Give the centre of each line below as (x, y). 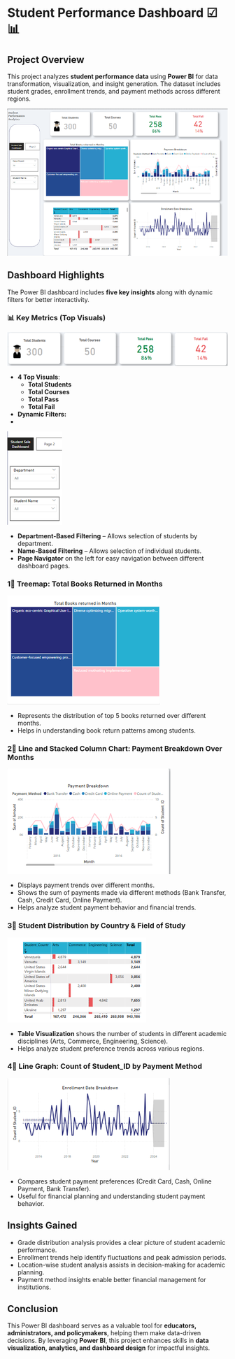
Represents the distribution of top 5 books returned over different (112, 715)
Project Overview (46, 60)
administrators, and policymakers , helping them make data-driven (104, 1333)
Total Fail (41, 406)
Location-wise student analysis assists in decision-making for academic (121, 1265)
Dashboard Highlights (56, 275)
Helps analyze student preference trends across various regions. (111, 1048)
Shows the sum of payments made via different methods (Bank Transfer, (122, 893)
